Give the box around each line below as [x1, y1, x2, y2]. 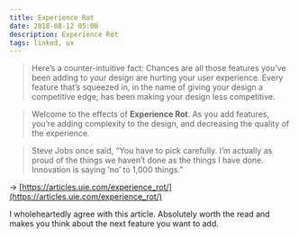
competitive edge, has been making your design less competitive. [31, 92, 276, 102]
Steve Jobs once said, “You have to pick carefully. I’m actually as [31, 145, 273, 156]
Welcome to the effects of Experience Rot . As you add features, [31, 109, 270, 119]
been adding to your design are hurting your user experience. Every [31, 73, 284, 84]
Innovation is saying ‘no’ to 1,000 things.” [31, 164, 184, 175]
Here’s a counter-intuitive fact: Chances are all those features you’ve [31, 63, 286, 74]
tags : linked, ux [9, 38, 75, 48]
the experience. [31, 128, 90, 139]
